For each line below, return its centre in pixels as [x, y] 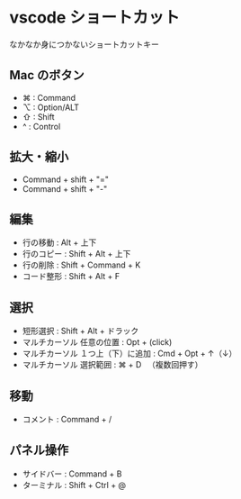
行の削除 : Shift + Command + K [81, 265]
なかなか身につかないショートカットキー [84, 44]
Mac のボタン [47, 75]
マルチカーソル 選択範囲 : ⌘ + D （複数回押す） [112, 365]
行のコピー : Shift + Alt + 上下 [76, 254]
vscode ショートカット [95, 18]
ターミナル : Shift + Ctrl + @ [74, 485]
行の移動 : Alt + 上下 [59, 242]
